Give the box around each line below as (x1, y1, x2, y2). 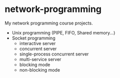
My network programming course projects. (4, 20, 93, 26)
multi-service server (19, 56, 61, 62)
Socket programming (11, 35, 55, 41)
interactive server (19, 40, 56, 46)
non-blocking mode (19, 66, 60, 73)
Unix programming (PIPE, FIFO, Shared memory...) (11, 29, 115, 35)
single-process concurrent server (19, 51, 89, 57)
